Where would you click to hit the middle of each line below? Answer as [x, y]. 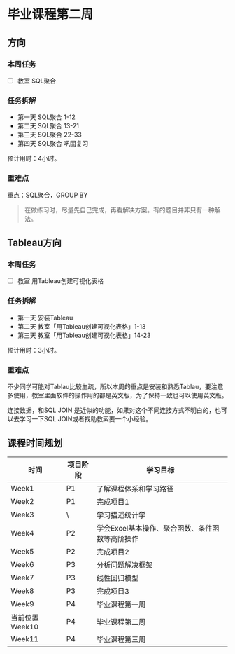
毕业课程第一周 [121, 604]
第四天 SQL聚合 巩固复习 [53, 144]
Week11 [25, 639]
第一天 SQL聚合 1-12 [46, 117]
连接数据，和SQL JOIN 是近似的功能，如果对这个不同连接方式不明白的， [111, 410]
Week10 [25, 627]
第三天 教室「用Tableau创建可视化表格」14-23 [84, 335]
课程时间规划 [35, 443]
